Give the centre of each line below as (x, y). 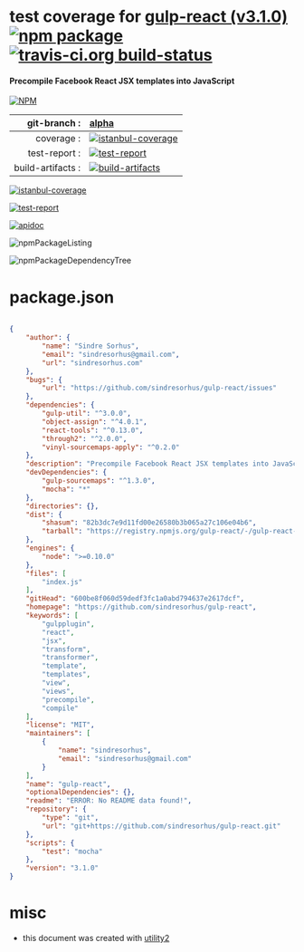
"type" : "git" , (71, 818)
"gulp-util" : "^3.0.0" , (86, 414)
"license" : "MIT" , (60, 725)
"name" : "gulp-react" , (68, 784)
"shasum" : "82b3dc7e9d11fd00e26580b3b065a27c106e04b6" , (149, 523)
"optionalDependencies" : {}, (81, 793)
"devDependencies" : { (66, 473)
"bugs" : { (44, 380)
